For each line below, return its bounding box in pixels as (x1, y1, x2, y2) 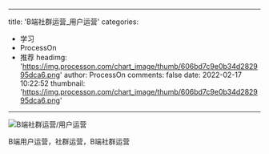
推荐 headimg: (19, 53, 68, 62)
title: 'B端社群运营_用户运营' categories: (8, 17, 139, 26)
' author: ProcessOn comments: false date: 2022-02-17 (59, 70, 243, 79)
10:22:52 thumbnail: (19, 79, 86, 88)
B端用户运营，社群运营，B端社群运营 (8, 137, 130, 146)
